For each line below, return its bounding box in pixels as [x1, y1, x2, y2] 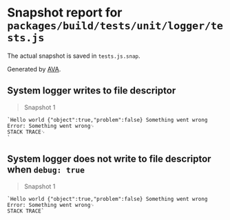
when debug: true [7, 164, 85, 176]
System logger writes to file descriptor [7, 85, 176, 97]
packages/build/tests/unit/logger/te [7, 19, 224, 32]
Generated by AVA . [7, 65, 61, 73]
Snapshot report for [7, 5, 123, 21]
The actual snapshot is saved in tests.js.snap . [7, 52, 140, 60]
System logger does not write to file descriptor [7, 153, 211, 165]
